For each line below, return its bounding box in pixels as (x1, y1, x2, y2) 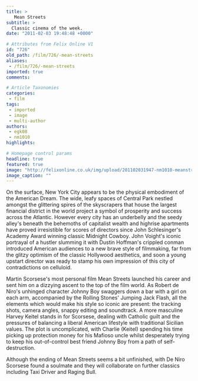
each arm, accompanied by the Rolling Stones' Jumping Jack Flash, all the (6, 294, 187, 301)
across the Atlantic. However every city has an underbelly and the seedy (6, 214, 183, 221)
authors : (6, 123, 28, 129)
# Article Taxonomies (6, 85, 60, 91)
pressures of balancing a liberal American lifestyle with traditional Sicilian (6, 320, 184, 327)
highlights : (6, 140, 35, 146)
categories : (6, 90, 35, 96)
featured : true (6, 161, 44, 167)
